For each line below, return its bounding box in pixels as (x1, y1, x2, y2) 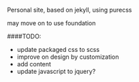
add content (16, 60, 51, 68)
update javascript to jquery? (16, 68, 96, 75)
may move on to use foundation (7, 19, 96, 27)
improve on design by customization (16, 53, 119, 61)
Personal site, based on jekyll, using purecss (7, 6, 132, 14)
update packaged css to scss (16, 46, 100, 53)
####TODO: (7, 32, 42, 40)
